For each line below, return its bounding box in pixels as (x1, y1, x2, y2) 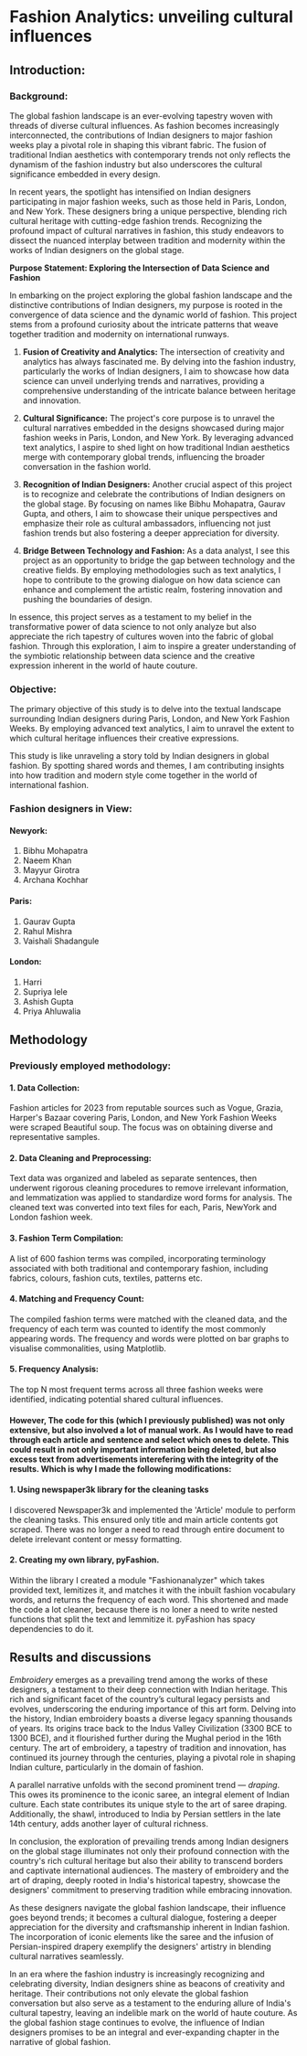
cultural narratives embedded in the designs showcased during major (22, 422, 285, 433)
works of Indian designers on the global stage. (9, 244, 185, 255)
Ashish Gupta (22, 996, 74, 1007)
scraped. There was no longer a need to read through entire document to (9, 1524, 285, 1535)
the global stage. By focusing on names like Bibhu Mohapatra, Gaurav (22, 498, 286, 509)
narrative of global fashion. (9, 2036, 111, 2047)
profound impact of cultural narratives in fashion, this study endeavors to (9, 225, 285, 236)
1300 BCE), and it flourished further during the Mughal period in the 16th (9, 1732, 281, 1743)
